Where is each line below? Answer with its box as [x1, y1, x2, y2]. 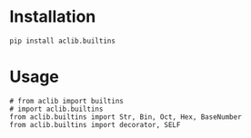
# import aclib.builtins [9, 104, 104, 113]
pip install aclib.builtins [9, 36, 116, 45]
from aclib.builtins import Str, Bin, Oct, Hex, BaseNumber [9, 112, 243, 122]
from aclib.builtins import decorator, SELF [9, 120, 181, 129]
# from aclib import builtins [9, 96, 125, 105]
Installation [9, 6, 96, 27]
